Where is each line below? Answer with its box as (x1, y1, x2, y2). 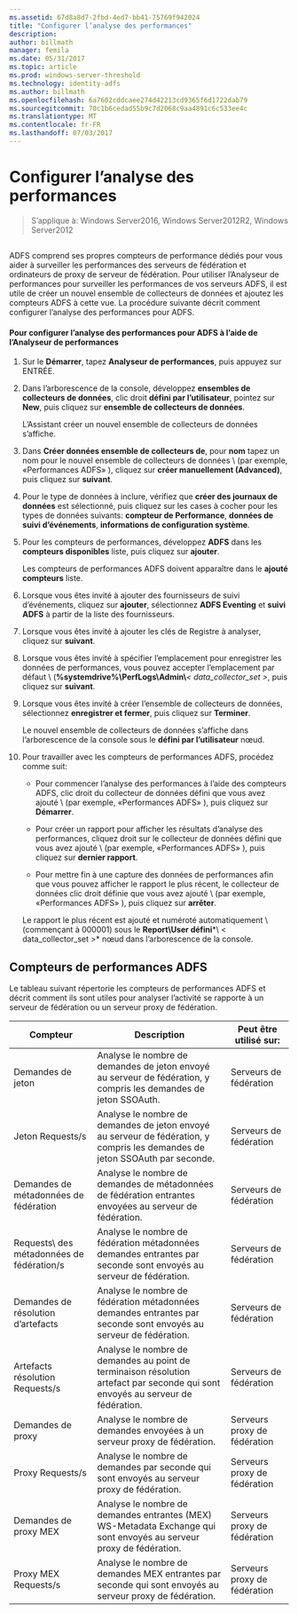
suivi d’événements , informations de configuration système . (21, 520, 250, 530)
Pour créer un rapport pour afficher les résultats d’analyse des (35, 823, 263, 835)
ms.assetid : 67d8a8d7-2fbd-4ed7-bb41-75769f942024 (9, 12, 200, 22)
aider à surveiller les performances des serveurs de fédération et (9, 259, 247, 271)
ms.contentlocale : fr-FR (9, 121, 101, 130)
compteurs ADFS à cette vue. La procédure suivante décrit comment (9, 298, 261, 308)
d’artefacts (13, 1318, 59, 1331)
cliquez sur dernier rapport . (35, 852, 138, 863)
